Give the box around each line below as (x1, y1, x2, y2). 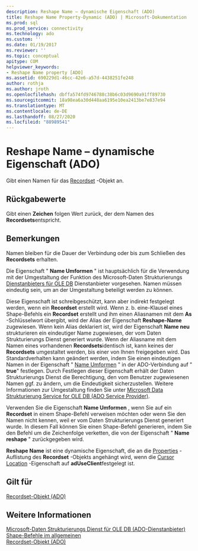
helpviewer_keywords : (6, 64, 60, 70)
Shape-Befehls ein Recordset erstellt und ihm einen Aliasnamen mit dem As (6, 310, 192, 317)
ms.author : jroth (6, 86, 49, 92)
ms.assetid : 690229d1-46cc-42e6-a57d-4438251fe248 (6, 75, 134, 81)
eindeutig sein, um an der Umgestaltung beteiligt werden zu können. (6, 286, 174, 293)
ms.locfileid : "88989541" (6, 119, 70, 125)
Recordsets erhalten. (6, 256, 58, 263)
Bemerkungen (6, 234, 60, 244)
